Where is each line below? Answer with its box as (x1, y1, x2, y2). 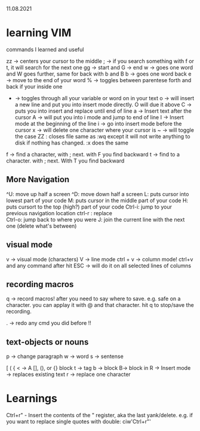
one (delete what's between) (6, 222, 77, 230)
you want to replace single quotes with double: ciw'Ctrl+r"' (6, 418, 151, 425)
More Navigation (6, 174, 70, 185)
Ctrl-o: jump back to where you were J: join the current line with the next (6, 216, 185, 223)
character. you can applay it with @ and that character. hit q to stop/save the (6, 302, 194, 309)
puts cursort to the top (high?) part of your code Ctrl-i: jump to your (6, 203, 172, 210)
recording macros (6, 279, 74, 290)
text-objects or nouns (6, 337, 89, 347)
